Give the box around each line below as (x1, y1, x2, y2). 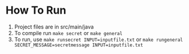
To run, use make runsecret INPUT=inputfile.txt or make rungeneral (14, 36, 183, 43)
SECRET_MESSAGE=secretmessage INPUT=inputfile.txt (14, 42, 144, 48)
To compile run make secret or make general (14, 29, 123, 36)
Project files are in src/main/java (14, 23, 94, 30)
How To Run (5, 4, 66, 17)
